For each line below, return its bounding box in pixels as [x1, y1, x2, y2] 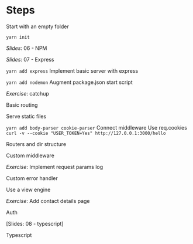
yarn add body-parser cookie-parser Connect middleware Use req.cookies [6, 124, 187, 131]
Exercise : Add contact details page [6, 197, 90, 204]
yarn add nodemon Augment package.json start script [6, 79, 133, 86]
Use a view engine [6, 186, 51, 193]
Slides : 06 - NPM [6, 45, 47, 52]
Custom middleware [6, 152, 54, 159]
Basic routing [6, 101, 38, 109]
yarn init [6, 34, 30, 40]
